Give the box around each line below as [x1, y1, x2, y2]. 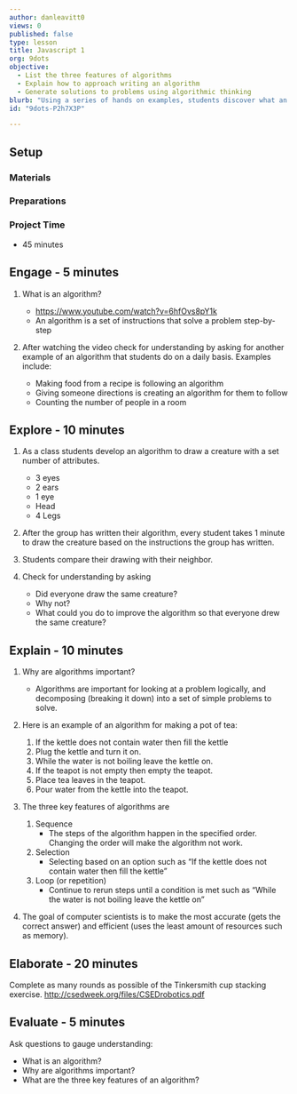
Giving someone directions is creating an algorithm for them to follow [35, 387, 288, 398]
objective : [9, 63, 50, 72]
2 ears [35, 482, 59, 493]
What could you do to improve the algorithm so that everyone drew [35, 608, 281, 619]
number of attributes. [21, 455, 100, 467]
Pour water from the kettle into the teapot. [35, 784, 189, 795]
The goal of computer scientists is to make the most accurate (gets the [21, 912, 281, 922]
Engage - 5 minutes [9, 265, 120, 280]
